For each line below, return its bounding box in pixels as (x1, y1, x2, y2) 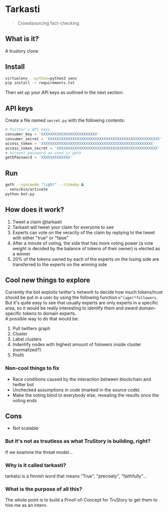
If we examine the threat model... (5, 449, 73, 455)
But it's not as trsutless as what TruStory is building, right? (5, 438, 151, 445)
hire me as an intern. (5, 502, 47, 508)
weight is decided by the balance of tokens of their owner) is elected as (12, 245, 160, 251)
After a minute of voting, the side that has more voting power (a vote (12, 240, 153, 246)
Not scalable (12, 425, 39, 431)
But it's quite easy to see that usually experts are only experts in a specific (5, 300, 158, 306)
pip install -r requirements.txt (5, 80, 75, 86)
